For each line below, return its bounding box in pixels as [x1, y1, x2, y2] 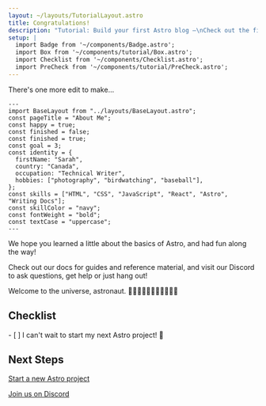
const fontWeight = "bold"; [8, 211, 101, 218]
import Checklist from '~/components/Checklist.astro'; [15, 56, 203, 64]
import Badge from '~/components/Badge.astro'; [15, 41, 176, 49]
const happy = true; [8, 120, 77, 129]
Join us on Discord [8, 389, 70, 399]
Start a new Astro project [8, 374, 90, 384]
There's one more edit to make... [8, 85, 115, 94]
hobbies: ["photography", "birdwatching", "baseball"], [15, 176, 203, 184]
